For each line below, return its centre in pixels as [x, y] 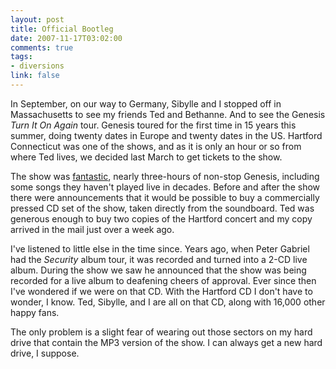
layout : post [37, 19]
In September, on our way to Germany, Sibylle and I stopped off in [146, 103]
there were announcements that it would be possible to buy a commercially [165, 197]
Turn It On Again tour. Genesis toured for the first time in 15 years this [153, 125]
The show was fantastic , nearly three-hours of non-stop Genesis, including [165, 176]
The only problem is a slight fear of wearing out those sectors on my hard [161, 332]
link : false [35, 76]
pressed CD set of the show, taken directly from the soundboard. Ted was [162, 208]
